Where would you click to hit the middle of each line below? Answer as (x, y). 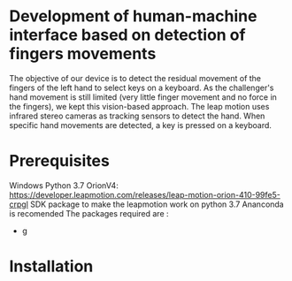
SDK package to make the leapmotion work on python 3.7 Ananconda (157, 204)
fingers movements (83, 54)
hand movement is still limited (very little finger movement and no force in (143, 97)
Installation (51, 266)
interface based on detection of (127, 35)
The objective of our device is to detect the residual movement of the (135, 78)
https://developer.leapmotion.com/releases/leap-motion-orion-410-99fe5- (145, 194)
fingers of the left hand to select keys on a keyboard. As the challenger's (142, 87)
